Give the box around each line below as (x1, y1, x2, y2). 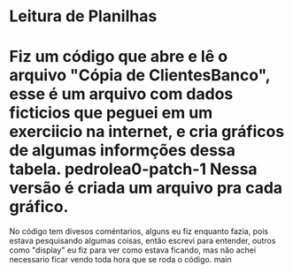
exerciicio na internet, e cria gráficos (9, 122, 285, 142)
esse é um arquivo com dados (9, 84, 234, 104)
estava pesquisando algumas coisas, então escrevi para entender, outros (9, 236, 276, 246)
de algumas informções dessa (9, 140, 236, 161)
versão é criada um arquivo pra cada (9, 178, 283, 198)
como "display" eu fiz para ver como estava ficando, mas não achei (9, 245, 257, 255)
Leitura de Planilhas (9, 6, 158, 27)
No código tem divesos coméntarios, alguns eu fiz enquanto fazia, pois (9, 226, 268, 237)
